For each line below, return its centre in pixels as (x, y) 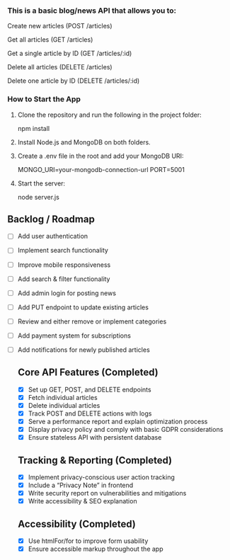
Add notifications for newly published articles (84, 350)
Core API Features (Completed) (88, 373)
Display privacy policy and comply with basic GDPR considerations (126, 430)
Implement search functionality (63, 251)
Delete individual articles (64, 405)
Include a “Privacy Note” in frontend (81, 485)
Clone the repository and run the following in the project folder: (109, 115)
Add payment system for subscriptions (74, 336)
